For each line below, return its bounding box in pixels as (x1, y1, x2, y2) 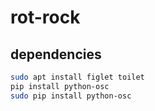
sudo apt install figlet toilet (10, 72, 145, 82)
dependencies (10, 46, 102, 63)
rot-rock (10, 6, 81, 29)
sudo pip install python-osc (10, 91, 132, 101)
